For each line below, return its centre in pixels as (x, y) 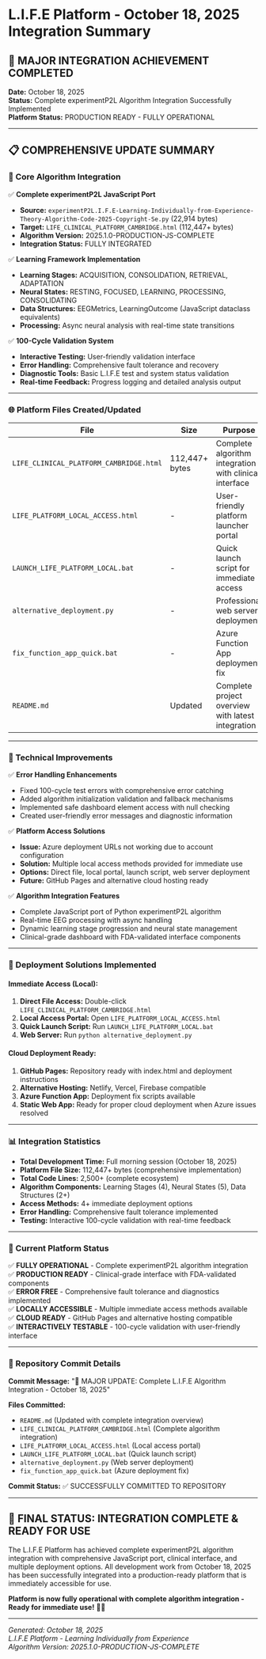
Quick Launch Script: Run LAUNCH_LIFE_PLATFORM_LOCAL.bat (116, 1027)
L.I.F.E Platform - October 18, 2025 (124, 15)
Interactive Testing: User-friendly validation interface (107, 356)
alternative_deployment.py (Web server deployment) (106, 1462)
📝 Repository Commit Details (65, 1364)
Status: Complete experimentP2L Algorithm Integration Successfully (120, 100)
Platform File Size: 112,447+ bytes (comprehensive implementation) (131, 1170)
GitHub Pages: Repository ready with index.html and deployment (126, 1071)
